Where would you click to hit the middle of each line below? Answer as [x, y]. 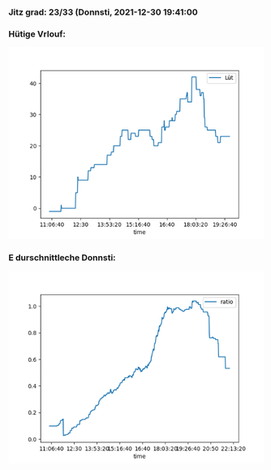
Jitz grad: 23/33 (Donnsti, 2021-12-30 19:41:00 [103, 12]
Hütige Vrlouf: [37, 33]
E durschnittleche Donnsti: [62, 258]
